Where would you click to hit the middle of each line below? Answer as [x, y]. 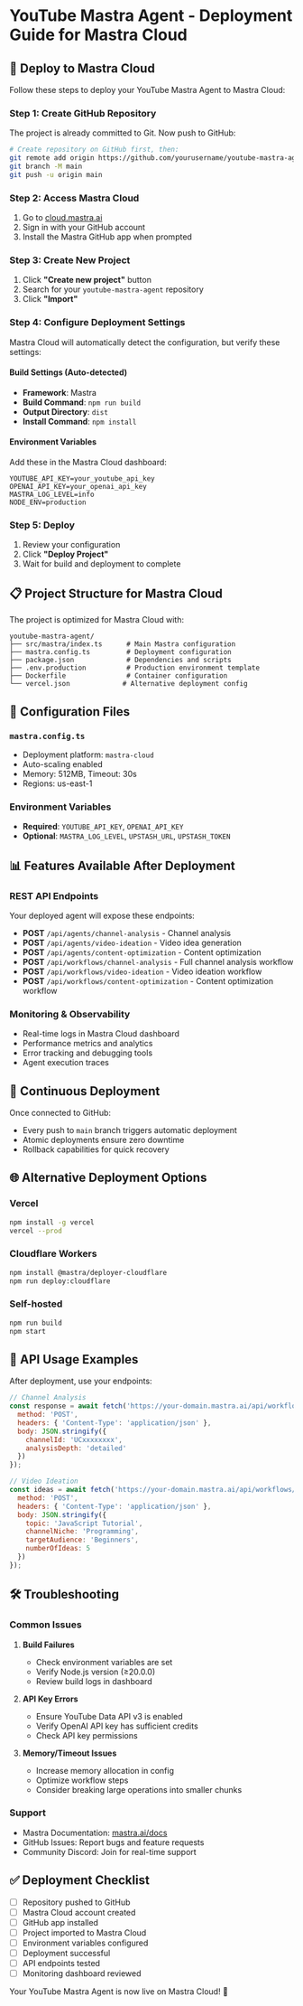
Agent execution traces [66, 1063]
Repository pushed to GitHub [76, 1902]
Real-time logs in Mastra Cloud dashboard [101, 1034]
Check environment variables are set [104, 1662]
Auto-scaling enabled [62, 764]
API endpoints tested [61, 1963]
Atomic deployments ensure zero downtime [103, 1139]
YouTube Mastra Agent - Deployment [151, 16]
